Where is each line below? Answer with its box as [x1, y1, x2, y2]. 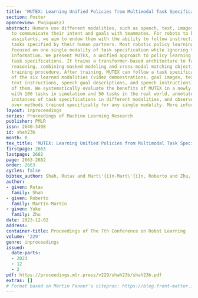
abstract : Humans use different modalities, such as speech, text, [6, 25, 176, 31]
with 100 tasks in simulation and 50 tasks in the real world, [11, 91, 170, 97]
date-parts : [11, 250, 41, 256]
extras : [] [6, 277, 33, 283]
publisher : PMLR [6, 119, 46, 125]
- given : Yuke [6, 206, 41, 212]
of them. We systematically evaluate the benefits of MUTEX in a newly [11, 86, 192, 91]
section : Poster [6, 14, 46, 20]
